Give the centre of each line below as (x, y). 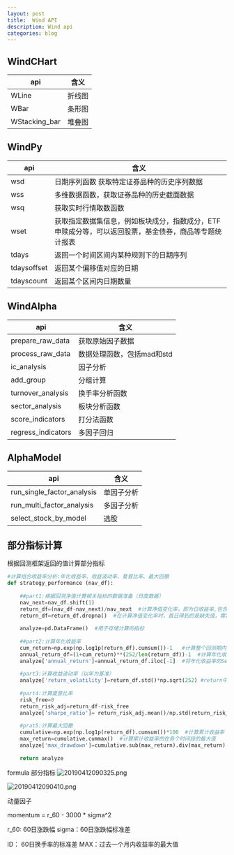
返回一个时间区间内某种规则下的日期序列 (121, 255)
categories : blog (32, 33)
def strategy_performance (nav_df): (60, 583)
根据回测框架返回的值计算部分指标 (56, 563)
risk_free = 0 (37, 700)
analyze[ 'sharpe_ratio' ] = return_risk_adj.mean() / (95, 713)
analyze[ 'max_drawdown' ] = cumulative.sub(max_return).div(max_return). (124, 745)
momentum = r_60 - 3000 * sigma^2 (60, 815)
